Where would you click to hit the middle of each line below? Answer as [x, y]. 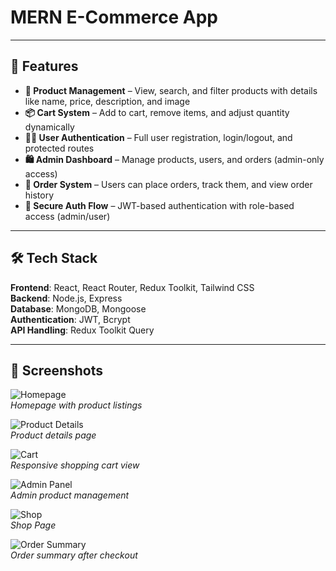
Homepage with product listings [76, 405]
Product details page [53, 435]
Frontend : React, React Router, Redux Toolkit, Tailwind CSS [132, 287]
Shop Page [33, 525]
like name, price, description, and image [107, 101]
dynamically [49, 127]
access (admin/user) [67, 216]
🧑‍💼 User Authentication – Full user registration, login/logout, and [158, 137]
